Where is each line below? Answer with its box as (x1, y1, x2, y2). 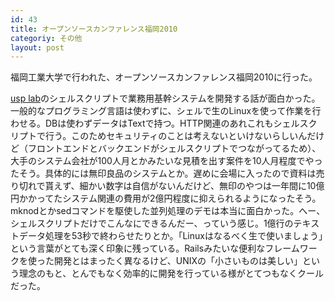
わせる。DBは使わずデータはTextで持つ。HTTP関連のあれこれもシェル (10, 117, 300, 130)
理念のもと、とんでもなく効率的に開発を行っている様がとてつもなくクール (18, 267, 325, 280)
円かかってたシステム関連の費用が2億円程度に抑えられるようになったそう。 (10, 192, 322, 205)
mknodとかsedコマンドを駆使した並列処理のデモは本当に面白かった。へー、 (10, 205, 326, 217)
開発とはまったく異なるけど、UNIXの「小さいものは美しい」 (53, 255, 303, 267)
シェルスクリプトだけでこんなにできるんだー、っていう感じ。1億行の (10, 217, 294, 230)
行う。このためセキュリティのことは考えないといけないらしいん (44, 130, 308, 142)
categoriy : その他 (10, 33, 83, 43)
